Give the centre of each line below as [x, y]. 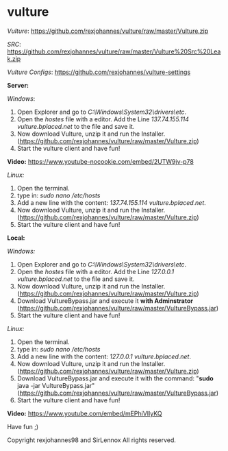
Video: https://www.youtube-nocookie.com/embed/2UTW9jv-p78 [100, 161]
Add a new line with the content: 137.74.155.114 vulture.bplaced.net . [112, 202]
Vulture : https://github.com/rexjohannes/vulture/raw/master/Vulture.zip [108, 31]
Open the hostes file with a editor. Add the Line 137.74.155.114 [103, 119]
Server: [18, 85]
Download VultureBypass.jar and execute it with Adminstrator [105, 301]
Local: [16, 238]
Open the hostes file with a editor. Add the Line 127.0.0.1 [96, 271]
